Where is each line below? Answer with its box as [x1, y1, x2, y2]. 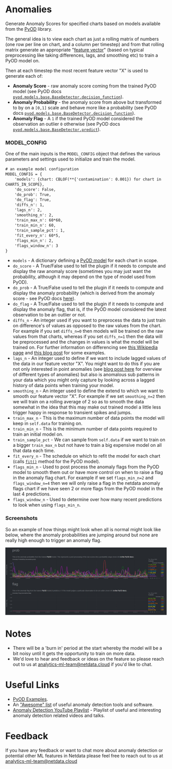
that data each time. [12, 447, 55, 454]
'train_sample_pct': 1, [14, 228, 66, 233]
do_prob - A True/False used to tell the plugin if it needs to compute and [12, 285, 164, 291]
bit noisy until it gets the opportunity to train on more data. [12, 650, 136, 657]
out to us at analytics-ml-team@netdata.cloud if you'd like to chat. [12, 661, 153, 668]
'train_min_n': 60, [14, 223, 56, 228]
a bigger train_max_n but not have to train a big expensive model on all [12, 442, 162, 448]
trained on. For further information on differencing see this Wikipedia [12, 344, 158, 351]
